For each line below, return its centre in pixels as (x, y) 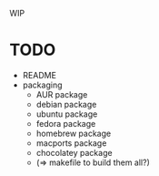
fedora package (66, 123)
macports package (71, 143)
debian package (66, 104)
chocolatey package (74, 152)
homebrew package (74, 133)
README (40, 75)
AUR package (62, 94)
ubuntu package (67, 114)
